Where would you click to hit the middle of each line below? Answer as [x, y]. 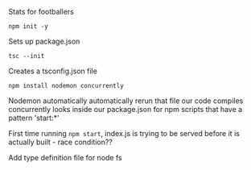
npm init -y [28, 27]
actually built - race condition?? [60, 142]
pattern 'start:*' [34, 118]
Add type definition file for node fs [65, 158]
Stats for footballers [41, 12]
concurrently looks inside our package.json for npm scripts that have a [125, 109]
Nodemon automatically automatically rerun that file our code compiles [126, 101]
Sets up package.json [44, 41]
